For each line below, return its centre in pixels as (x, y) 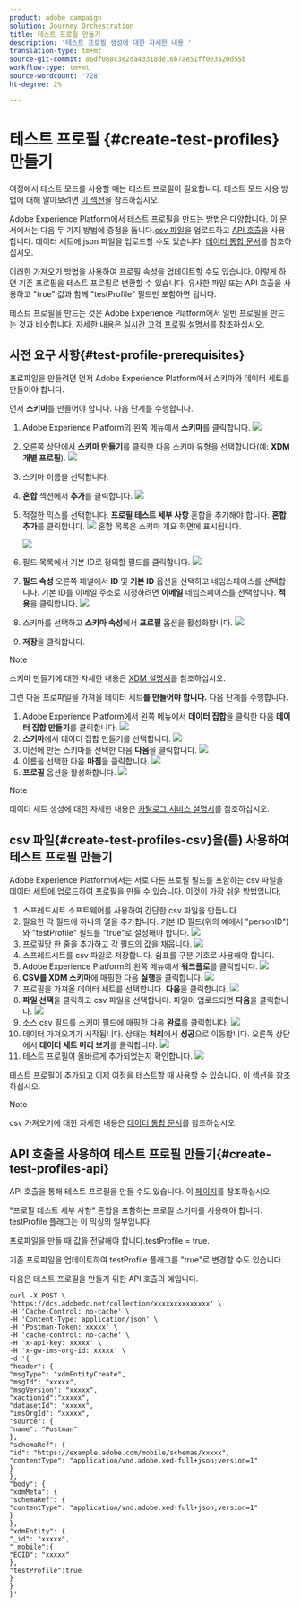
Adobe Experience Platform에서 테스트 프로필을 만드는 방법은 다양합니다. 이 (143, 218)
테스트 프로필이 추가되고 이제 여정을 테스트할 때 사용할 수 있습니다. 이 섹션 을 (142, 1075)
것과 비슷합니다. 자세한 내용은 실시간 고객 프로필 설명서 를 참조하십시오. (142, 324)
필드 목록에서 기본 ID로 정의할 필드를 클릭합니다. (106, 563)
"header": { (31, 1367)
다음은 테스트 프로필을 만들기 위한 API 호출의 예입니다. (104, 1279)
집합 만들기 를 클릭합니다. (74, 728)
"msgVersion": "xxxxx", (54, 1390)
